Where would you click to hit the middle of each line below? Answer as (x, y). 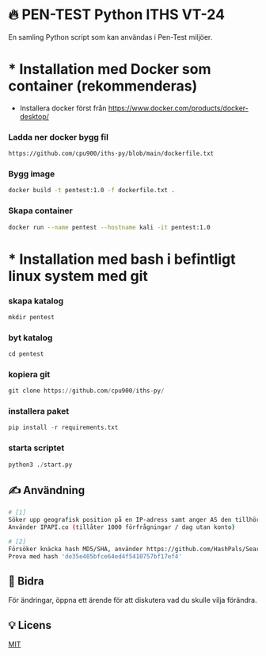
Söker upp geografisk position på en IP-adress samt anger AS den (120, 520)
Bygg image (32, 174)
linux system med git (78, 276)
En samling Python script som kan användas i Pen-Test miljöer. (110, 37)
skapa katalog (36, 301)
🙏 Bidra (27, 581)
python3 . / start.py (40, 465)
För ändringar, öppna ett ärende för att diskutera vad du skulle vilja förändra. (133, 600)
